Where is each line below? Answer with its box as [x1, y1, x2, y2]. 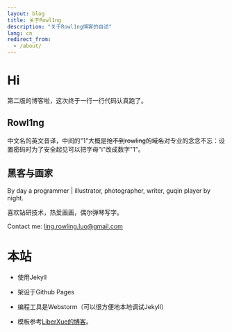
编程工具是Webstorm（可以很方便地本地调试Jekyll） [17, 302, 168, 310]
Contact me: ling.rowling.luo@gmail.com [7, 222, 124, 230]
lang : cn [7, 29, 33, 37]
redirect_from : [7, 36, 51, 43]
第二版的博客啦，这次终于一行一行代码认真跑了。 [7, 96, 147, 104]
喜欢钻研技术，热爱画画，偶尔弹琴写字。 [7, 208, 123, 216]
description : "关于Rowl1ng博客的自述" [7, 23, 113, 30]
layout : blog [7, 10, 45, 17]
